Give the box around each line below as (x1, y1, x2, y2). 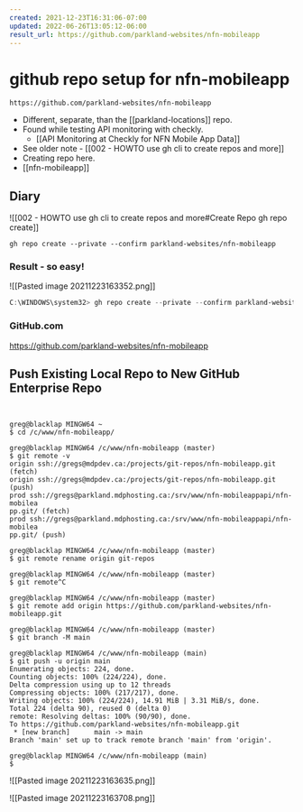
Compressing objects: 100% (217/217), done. (9, 688, 179, 697)
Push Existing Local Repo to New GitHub (9, 366, 241, 382)
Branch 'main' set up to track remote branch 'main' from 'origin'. (9, 736, 272, 745)
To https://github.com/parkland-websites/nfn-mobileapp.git (9, 720, 241, 729)
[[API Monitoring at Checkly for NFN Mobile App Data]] (35, 134, 241, 144)
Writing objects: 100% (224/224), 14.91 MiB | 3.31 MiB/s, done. (9, 697, 260, 706)
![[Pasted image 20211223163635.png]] (9, 775, 156, 786)
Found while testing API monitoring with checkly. (22, 124, 204, 135)
